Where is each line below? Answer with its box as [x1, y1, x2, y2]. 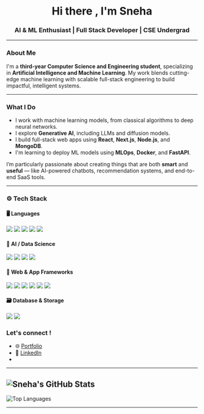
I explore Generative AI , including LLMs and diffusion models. [15, 129, 171, 137]
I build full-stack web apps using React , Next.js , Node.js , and [15, 136, 170, 143]
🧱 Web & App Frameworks [6, 268, 73, 276]
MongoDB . [15, 143, 42, 150]
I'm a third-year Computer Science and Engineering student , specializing [6, 63, 193, 70]
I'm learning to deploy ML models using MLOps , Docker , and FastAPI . [15, 149, 191, 156]
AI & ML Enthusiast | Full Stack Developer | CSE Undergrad [14, 26, 190, 35]
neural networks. [15, 123, 58, 131]
